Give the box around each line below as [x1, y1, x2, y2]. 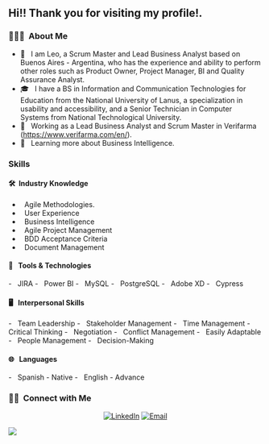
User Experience [23, 208, 81, 218]
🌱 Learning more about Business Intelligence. [19, 138, 175, 147]
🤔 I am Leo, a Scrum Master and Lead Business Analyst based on [19, 48, 241, 59]
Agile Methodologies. [23, 199, 95, 209]
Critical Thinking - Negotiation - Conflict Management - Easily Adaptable [8, 327, 262, 337]
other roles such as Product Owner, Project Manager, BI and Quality [19, 66, 245, 76]
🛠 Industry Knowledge [8, 179, 89, 189]
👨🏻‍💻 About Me [8, 31, 68, 42]
